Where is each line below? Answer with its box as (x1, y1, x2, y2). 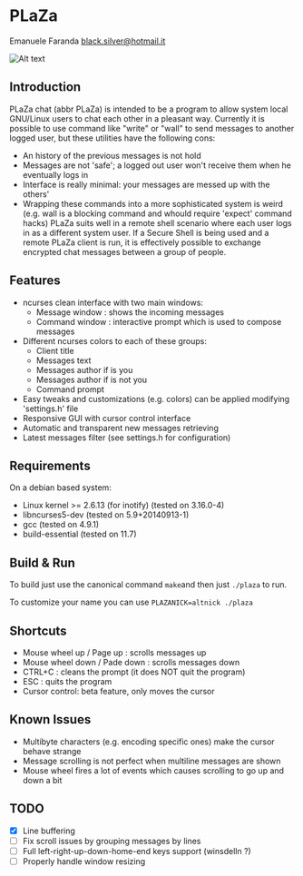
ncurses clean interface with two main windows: (22, 297, 204, 308)
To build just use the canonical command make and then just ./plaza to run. (9, 579, 288, 590)
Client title (35, 345, 74, 356)
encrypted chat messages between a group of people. (22, 246, 227, 257)
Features (9, 273, 61, 289)
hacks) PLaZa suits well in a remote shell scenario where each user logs (22, 217, 292, 228)
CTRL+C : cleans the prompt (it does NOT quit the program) (22, 666, 246, 677)
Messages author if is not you (35, 374, 148, 385)
